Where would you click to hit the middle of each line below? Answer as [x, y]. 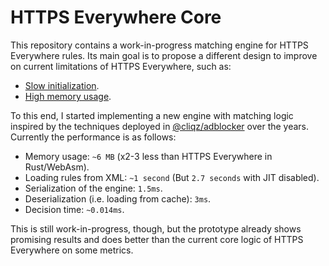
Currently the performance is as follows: [93, 137]
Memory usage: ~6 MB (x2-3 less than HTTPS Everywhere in [148, 156]
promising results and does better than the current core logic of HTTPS [157, 239]
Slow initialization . [62, 85]
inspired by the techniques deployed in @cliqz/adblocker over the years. [160, 126]
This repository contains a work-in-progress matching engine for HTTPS [159, 45]
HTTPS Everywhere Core [116, 17]
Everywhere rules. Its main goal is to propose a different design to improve [164, 55]
